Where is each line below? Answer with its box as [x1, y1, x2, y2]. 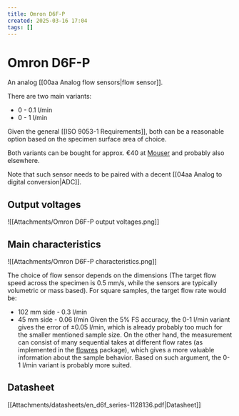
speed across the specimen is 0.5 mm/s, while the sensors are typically [7, 278, 218, 287]
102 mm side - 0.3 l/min [17, 307, 88, 316]
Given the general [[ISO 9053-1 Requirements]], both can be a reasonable [7, 127, 225, 136]
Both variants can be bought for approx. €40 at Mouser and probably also [7, 149, 225, 157]
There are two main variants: [7, 92, 92, 101]
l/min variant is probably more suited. [22, 360, 132, 369]
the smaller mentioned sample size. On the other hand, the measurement [17, 330, 233, 339]
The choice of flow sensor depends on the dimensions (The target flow [7, 271, 217, 279]
